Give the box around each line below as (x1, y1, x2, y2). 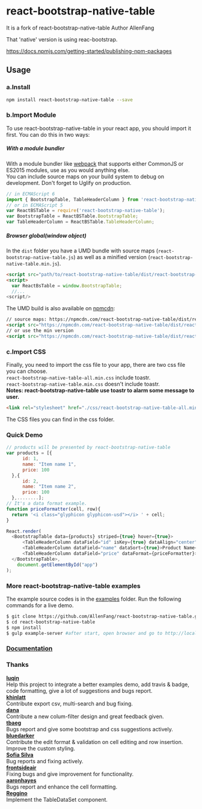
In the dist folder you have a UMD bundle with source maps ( (6, 247, 158, 254)
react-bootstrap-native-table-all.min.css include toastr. (6, 374, 151, 381)
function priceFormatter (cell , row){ (6, 506, 101, 512)
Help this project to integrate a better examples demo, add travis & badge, (6, 681, 189, 688)
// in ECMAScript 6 (6, 191, 55, 197)
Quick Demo (6, 431, 43, 439)
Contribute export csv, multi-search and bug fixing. (6, 700, 133, 707)
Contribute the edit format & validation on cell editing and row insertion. (6, 738, 183, 745)
